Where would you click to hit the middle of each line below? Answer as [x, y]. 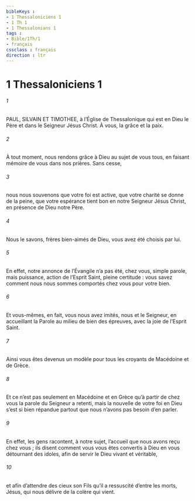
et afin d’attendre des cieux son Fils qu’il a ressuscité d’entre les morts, [92, 485]
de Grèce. [18, 366]
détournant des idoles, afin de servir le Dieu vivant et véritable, [82, 454]
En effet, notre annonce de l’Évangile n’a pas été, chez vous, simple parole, [97, 270]
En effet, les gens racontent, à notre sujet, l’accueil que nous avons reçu [93, 441]
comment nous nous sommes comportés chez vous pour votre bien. [88, 283]
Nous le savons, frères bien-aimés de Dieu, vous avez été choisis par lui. [94, 239]
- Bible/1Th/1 [23, 39]
